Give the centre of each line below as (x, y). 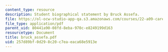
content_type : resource (30, 10)
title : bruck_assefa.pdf (31, 38)
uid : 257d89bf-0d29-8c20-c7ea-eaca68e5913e (51, 42)
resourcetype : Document (30, 33)
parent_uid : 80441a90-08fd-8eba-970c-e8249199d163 (59, 28)
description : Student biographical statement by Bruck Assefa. (72, 14)
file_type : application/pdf (34, 24)
